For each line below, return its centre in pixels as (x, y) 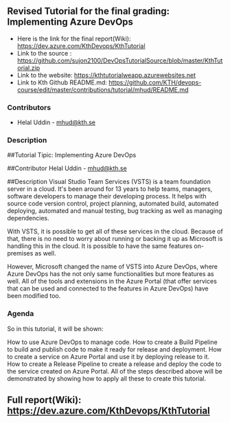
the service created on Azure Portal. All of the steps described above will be (115, 371)
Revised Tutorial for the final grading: (89, 11)
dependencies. (28, 218)
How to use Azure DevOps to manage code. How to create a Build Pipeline (112, 342)
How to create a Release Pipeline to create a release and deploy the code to (114, 364)
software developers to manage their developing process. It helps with (107, 196)
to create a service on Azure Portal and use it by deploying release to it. (108, 356)
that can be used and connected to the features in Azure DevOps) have (108, 288)
